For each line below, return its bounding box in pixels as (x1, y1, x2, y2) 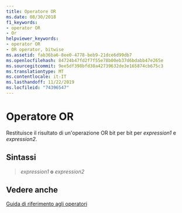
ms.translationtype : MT (6, 68, 64, 74)
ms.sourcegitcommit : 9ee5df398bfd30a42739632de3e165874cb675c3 (6, 63, 164, 69)
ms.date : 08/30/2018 (6, 14, 57, 20)
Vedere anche (6, 185, 59, 195)
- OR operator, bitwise (6, 47, 64, 53)
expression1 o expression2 (20, 168, 85, 175)
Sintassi (6, 153, 36, 163)
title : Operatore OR (6, 8, 57, 15)
